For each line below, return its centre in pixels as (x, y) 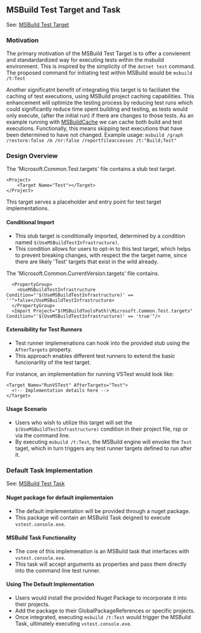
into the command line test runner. (58, 570)
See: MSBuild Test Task (36, 483)
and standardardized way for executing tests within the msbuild (85, 60)
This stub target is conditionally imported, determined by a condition (100, 236)
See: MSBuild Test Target (38, 24)
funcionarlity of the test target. (53, 362)
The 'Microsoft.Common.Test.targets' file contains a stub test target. (91, 169)
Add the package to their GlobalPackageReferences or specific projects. (105, 611)
